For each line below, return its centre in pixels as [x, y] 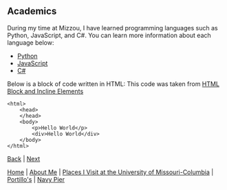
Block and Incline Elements [45, 91]
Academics [32, 11]
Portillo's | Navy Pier [36, 179]
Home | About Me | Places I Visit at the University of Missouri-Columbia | [110, 172]
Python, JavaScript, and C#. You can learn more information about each [109, 35]
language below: [31, 42]
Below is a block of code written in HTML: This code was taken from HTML [113, 84]
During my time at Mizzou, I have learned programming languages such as [112, 28]
